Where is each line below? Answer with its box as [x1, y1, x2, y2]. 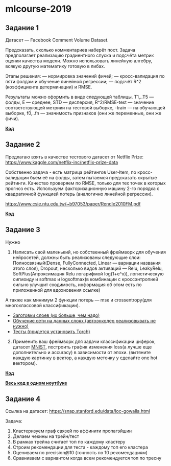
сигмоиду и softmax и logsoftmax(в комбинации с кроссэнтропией [12, 276, 158, 282]
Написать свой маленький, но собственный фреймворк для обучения [12, 249, 166, 255]
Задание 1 [5, 24, 39, 32]
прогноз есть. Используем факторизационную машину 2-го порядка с [5, 185, 160, 192]
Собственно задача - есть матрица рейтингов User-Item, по [5, 169, 137, 175]
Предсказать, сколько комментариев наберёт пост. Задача [5, 47, 136, 53]
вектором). [12, 360, 37, 366]
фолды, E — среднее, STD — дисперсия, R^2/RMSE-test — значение [5, 99, 154, 105]
